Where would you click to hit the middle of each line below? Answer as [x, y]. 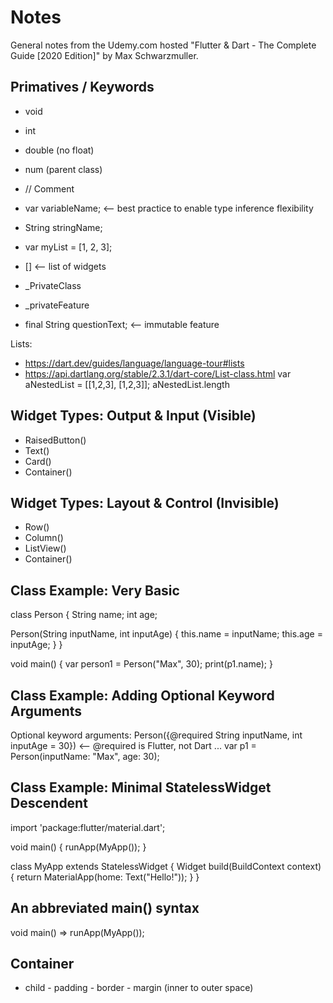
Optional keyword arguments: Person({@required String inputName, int [156, 735]
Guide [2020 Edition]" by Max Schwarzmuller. [104, 55]
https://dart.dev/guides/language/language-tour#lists [134, 363]
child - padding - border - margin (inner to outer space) [139, 988]
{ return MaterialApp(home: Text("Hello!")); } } [105, 877]
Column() [44, 538]
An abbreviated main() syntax [105, 908]
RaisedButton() [55, 440]
